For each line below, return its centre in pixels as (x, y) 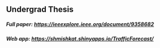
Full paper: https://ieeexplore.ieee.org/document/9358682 (80, 24)
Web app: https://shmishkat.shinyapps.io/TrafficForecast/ (80, 39)
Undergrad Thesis (40, 10)
